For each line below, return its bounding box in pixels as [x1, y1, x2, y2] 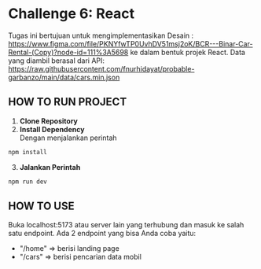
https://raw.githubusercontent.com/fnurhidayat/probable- [8, 64, 195, 73]
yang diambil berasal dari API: [8, 56, 105, 65]
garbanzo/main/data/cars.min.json [8, 72, 120, 82]
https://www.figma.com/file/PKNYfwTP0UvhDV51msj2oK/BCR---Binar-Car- [8, 39, 253, 48]
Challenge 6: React [8, 5, 135, 23]
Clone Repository [19, 116, 79, 126]
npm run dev [8, 178, 47, 186]
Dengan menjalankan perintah [19, 133, 117, 142]
